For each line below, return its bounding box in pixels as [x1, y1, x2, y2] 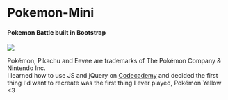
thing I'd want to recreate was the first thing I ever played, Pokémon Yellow [7, 78, 222, 87]
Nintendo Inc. [7, 64, 47, 72]
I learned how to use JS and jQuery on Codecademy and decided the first [7, 72, 218, 80]
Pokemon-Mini [7, 5, 95, 21]
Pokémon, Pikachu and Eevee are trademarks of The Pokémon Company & [7, 57, 221, 65]
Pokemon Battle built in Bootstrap [7, 28, 106, 36]
